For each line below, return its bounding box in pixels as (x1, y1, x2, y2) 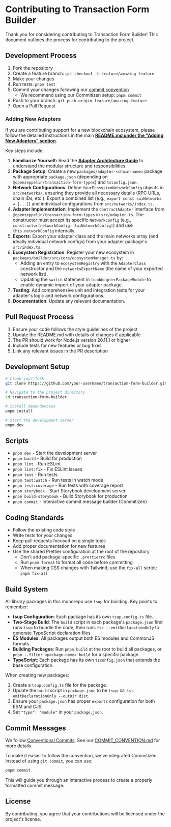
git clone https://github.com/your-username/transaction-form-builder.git (5, 380, 167, 386)
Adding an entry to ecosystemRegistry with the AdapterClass (20, 260, 146, 267)
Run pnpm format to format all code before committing (20, 559, 133, 566)
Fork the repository (12, 65, 53, 71)
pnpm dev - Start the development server (12, 450, 97, 456)
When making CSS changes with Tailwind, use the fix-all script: (20, 565, 157, 571)
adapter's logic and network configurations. (12, 292, 105, 299)
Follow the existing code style (12, 527, 75, 533)
